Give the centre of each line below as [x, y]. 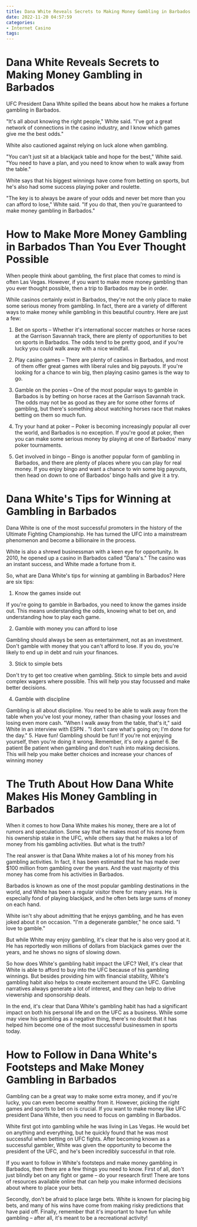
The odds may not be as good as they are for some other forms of [95, 402]
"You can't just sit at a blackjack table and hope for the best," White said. [94, 157]
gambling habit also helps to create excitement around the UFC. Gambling [96, 982]
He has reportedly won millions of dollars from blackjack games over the [94, 946]
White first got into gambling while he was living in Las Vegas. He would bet [98, 1126]
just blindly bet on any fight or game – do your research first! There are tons [98, 1175]
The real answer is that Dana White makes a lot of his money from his [90, 855]
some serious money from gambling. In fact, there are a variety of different [96, 306]
